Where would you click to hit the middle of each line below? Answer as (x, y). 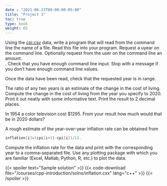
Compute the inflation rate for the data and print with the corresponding (79, 147)
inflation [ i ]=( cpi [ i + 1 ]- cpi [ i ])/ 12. (43, 138)
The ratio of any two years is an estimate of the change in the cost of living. (83, 88)
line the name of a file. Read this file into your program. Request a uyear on (82, 48)
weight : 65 (16, 28)
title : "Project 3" (25, 14)
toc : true (15, 19)
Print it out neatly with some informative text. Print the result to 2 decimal (80, 99)
